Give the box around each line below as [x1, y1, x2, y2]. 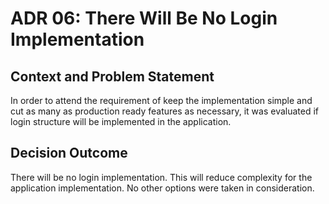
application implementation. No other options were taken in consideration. [10, 182, 315, 194]
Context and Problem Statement [10, 68, 215, 85]
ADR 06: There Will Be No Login [10, 7, 278, 30]
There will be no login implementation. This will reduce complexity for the [10, 171, 313, 183]
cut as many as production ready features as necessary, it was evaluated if [10, 105, 320, 117]
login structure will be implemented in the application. [10, 116, 232, 127]
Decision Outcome [10, 145, 128, 162]
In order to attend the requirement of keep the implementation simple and [10, 95, 313, 106]
